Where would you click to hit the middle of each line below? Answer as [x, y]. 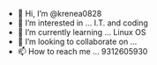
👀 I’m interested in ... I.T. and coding [82, 23]
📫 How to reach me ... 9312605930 [82, 51]
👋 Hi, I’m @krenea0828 [60, 14]
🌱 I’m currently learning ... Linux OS [82, 32]
